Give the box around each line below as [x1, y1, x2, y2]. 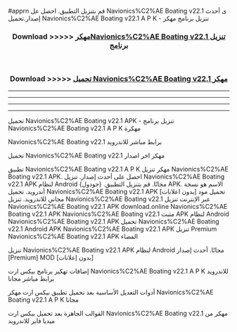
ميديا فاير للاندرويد [8, 317, 56, 325]
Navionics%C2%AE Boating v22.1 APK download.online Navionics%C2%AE [8, 202, 228, 210]
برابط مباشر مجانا [8, 274, 55, 283]
